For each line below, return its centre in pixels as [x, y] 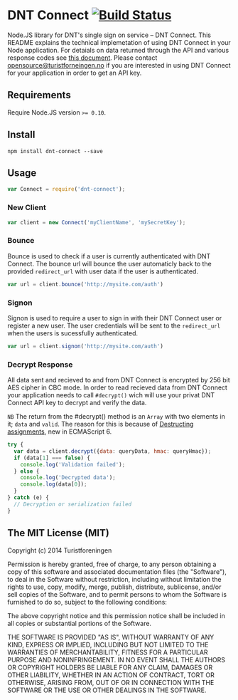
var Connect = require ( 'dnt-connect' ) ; [66, 189]
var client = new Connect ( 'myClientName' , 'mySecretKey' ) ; [97, 222]
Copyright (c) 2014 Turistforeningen [60, 550]
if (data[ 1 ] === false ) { [52, 458]
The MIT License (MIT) [59, 533]
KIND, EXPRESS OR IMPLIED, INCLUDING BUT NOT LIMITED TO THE [108, 644]
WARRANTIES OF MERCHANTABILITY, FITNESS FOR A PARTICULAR [108, 652]
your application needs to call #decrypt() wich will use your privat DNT [111, 395]
